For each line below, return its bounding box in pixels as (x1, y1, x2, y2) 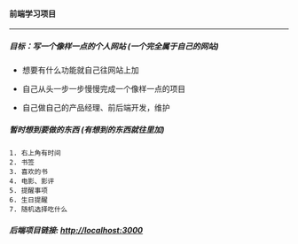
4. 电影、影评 (9, 177, 55, 186)
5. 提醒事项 (9, 187, 49, 195)
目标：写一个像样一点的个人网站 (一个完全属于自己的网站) (9, 41, 219, 51)
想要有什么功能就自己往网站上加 (21, 65, 139, 75)
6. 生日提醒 (9, 195, 49, 205)
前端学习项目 (9, 8, 56, 19)
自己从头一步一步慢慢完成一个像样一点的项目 (21, 84, 186, 95)
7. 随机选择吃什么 (9, 205, 68, 214)
